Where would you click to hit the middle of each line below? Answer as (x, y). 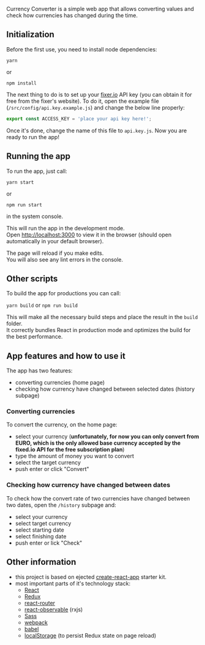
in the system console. (35, 216)
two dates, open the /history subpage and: (61, 505)
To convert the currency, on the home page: (62, 424)
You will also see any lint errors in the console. (65, 259)
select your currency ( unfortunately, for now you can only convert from (107, 437)
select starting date (39, 530)
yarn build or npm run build (42, 305)
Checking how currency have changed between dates (88, 485)
